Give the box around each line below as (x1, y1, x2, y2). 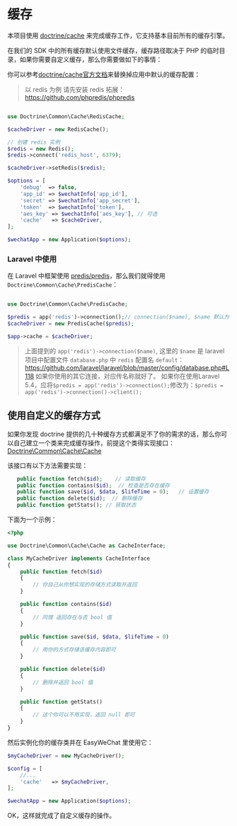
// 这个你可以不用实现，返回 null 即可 (33, 711, 136, 718)
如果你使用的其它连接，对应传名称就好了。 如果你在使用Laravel (35, 372, 220, 380)
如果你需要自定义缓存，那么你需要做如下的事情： (19, 55, 163, 64)
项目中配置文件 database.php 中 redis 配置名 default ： (24, 355, 185, 364)
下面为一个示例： (7, 515, 57, 524)
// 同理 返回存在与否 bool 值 (33, 614, 112, 621)
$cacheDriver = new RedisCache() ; (7, 125, 110, 133)
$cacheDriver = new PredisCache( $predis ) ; (7, 320, 134, 328)
